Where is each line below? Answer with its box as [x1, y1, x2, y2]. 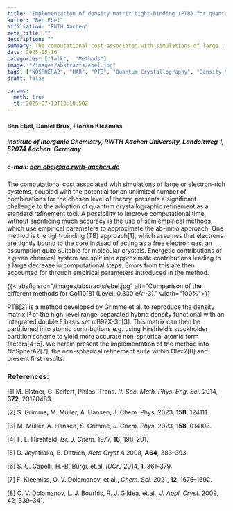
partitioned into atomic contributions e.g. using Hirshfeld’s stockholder [7, 324, 209, 333]
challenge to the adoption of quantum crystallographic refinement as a [7, 202, 209, 210]
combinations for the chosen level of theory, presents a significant [7, 194, 197, 203]
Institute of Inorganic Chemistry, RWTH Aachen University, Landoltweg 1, [7, 137, 224, 146]
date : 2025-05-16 [7, 49, 58, 56]
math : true [13, 94, 45, 101]
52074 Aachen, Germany [7, 145, 82, 153]
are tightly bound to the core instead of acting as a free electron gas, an [7, 239, 213, 247]
